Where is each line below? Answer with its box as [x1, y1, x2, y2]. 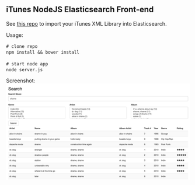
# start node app [6, 61, 48, 67]
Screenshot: [6, 77, 36, 84]
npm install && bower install [6, 49, 80, 55]
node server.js [6, 67, 43, 72]
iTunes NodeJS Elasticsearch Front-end [6, 5, 154, 15]
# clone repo [6, 43, 38, 49]
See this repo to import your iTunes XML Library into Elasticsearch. [6, 20, 167, 27]
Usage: [6, 32, 23, 39]
